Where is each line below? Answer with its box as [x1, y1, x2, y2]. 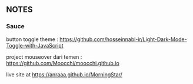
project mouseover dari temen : [6, 53, 82, 61]
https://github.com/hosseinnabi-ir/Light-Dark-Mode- [59, 35, 187, 43]
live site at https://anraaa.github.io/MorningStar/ [6, 70, 122, 78]
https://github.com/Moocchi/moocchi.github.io [6, 59, 119, 66]
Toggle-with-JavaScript [6, 42, 64, 49]
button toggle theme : [6, 35, 59, 43]
